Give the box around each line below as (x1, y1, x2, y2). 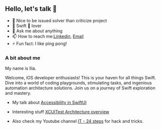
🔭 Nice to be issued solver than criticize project (12, 17, 107, 23)
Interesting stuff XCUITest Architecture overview (12, 109, 109, 115)
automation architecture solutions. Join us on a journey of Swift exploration (5, 85, 156, 91)
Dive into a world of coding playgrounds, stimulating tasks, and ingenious (5, 80, 152, 86)
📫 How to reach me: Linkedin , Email (12, 33, 84, 39)
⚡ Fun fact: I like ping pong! (12, 41, 67, 46)
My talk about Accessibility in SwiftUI (12, 100, 87, 105)
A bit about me (5, 54, 40, 61)
